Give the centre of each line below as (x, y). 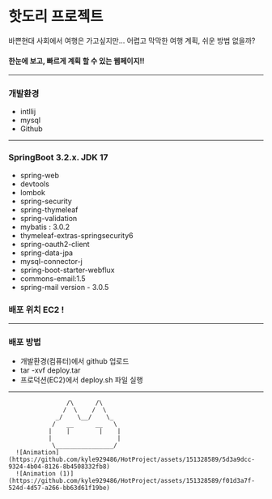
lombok (33, 192)
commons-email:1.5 (53, 278)
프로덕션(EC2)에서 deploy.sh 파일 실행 (81, 380)
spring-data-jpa (47, 253)
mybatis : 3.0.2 (45, 227)
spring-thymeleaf (49, 209)
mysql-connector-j (51, 261)
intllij (28, 112)
